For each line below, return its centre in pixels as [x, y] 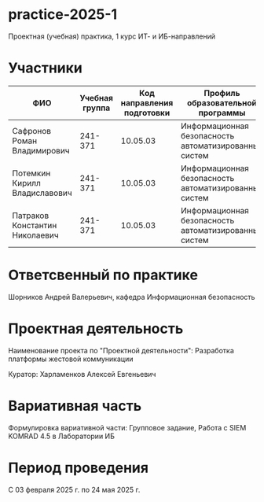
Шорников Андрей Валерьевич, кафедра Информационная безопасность [132, 297]
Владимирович [41, 150]
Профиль [222, 93]
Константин [35, 225]
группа [96, 108]
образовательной [222, 102]
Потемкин [31, 173]
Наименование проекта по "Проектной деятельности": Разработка [121, 350]
